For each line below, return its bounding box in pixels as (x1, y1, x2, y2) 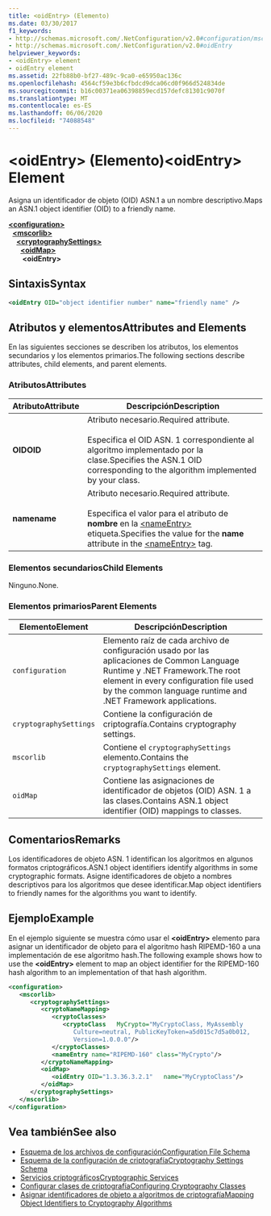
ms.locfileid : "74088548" (8, 117, 95, 125)
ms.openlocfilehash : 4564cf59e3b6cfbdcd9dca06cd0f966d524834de (8, 79, 226, 87)
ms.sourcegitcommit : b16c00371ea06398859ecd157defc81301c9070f (8, 86, 226, 95)
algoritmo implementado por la (87, 444, 204, 456)
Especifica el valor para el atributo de (87, 507, 228, 518)
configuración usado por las (102, 645, 210, 656)
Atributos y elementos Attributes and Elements (8, 320, 247, 335)
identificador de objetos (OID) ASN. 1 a (102, 785, 252, 797)
